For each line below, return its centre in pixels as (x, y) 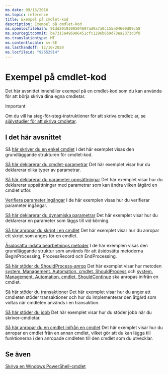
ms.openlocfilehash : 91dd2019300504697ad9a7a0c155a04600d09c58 (73, 29)
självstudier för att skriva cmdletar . (41, 121)
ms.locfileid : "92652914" (32, 52)
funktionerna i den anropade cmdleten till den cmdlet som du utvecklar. (79, 338)
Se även (18, 354)
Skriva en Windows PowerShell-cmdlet (46, 366)
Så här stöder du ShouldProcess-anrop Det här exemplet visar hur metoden (83, 266)
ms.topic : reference (27, 15)
